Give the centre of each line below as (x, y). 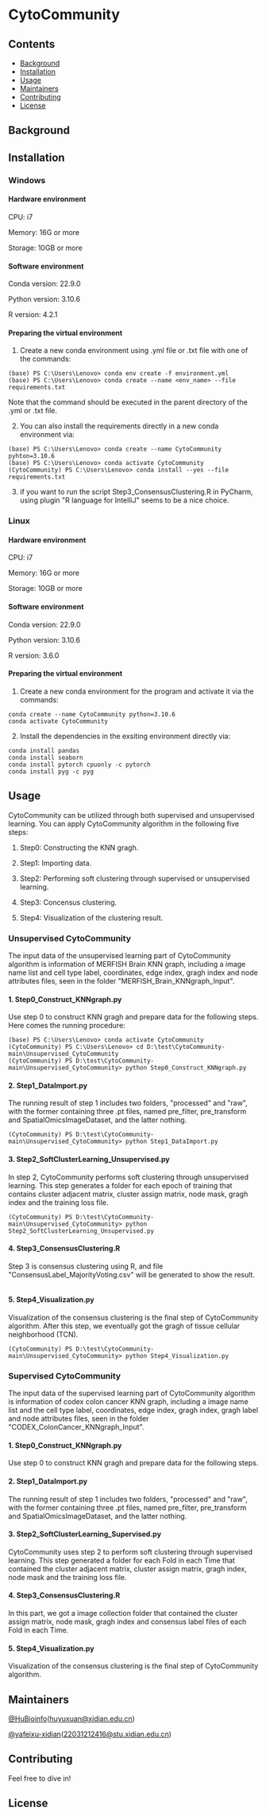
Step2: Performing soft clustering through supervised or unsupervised (135, 878)
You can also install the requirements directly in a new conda (119, 426)
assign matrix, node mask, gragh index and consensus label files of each (127, 1621)
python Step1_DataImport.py (172, 1142)
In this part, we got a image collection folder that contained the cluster (123, 1614)
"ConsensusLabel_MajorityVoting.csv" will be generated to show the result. (132, 1274)
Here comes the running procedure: (67, 1026)
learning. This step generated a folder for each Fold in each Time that (122, 1560)
